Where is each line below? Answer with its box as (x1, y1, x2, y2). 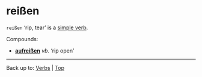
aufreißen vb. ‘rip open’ (14, 47, 75, 54)
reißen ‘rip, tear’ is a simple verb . (6, 24, 88, 31)
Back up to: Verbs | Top (6, 64, 65, 71)
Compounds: (6, 35, 38, 42)
